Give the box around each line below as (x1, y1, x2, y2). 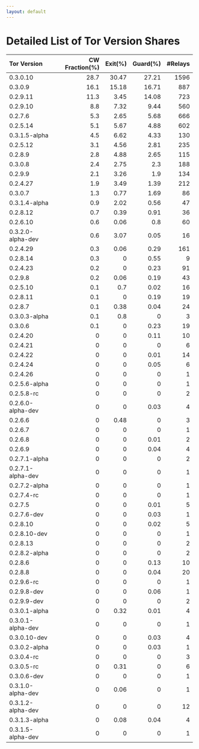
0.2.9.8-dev (9, 587, 44, 595)
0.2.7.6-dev (9, 510, 44, 518)
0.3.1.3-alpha (9, 716, 49, 724)
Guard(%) (132, 59, 161, 68)
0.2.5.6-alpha (9, 379, 49, 388)
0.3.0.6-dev (9, 672, 44, 680)
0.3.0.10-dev (9, 633, 47, 642)
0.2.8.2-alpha (9, 548, 49, 557)
